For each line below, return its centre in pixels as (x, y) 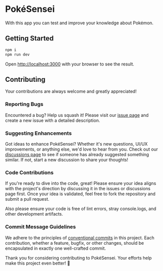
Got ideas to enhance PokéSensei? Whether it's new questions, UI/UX (76, 144)
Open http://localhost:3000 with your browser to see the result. (70, 64)
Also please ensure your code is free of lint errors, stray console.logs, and (81, 209)
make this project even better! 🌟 (38, 263)
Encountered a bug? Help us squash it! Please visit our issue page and (77, 115)
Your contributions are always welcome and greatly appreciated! (71, 91)
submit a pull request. (27, 199)
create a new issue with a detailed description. (53, 120)
